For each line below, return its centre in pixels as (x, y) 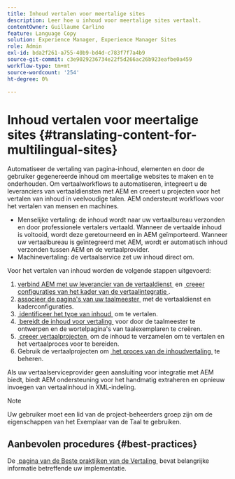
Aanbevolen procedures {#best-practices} (102, 444)
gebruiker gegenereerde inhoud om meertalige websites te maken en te (111, 177)
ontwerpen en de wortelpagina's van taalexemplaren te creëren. (110, 329)
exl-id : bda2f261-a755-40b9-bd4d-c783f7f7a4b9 (76, 53)
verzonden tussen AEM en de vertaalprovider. (83, 250)
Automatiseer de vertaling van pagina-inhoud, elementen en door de (106, 169)
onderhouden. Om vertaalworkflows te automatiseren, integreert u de (107, 184)
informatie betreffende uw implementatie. (67, 468)
